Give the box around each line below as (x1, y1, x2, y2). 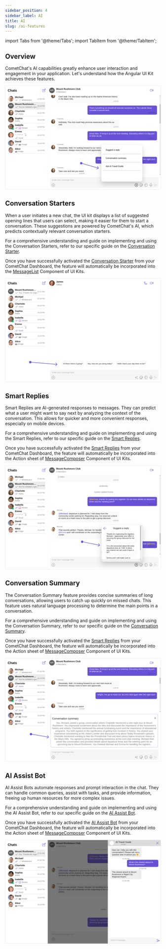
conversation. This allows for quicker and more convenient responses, (5, 416, 148, 422)
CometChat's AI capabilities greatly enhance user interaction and (5, 65, 138, 71)
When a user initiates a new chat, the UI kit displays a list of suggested (5, 212, 149, 218)
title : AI (5, 18, 26, 23)
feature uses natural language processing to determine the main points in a (5, 603, 158, 609)
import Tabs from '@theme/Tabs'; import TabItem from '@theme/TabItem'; (5, 38, 157, 44)
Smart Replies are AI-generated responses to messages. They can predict (5, 405, 156, 411)
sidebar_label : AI (5, 13, 43, 18)
